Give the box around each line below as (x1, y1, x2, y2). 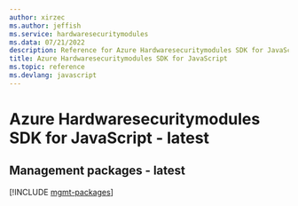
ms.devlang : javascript (9, 71, 98, 80)
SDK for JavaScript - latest (9, 128, 210, 147)
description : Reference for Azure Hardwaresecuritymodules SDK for (9, 46, 264, 55)
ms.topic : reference (9, 63, 86, 72)
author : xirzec (9, 12, 66, 22)
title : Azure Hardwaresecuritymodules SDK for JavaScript (9, 54, 228, 63)
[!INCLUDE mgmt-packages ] (9, 186, 114, 197)
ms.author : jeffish (9, 21, 82, 30)
